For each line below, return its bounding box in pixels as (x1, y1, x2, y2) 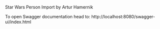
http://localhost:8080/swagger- (91, 14, 156, 19)
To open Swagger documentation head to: (5, 14, 91, 19)
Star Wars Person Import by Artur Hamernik (5, 4, 93, 10)
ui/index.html (5, 19, 31, 25)
